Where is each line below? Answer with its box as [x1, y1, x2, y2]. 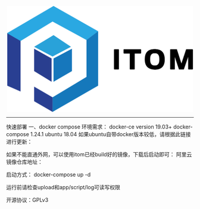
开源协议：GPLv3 [6, 196, 49, 203]
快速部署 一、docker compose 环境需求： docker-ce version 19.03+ [6, 123, 173, 130]
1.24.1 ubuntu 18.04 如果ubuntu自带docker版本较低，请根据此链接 [30, 130, 191, 137]
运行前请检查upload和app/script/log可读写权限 [6, 183, 121, 190]
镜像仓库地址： [6, 158, 43, 165]
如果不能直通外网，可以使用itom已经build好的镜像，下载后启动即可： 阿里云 [6, 150, 192, 158]
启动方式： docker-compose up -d [6, 171, 91, 178]
